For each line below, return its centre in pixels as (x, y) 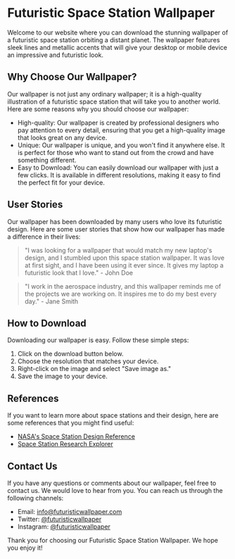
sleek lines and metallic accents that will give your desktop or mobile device (117, 47)
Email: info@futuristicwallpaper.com (70, 511)
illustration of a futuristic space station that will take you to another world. (114, 101)
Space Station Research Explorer (65, 444)
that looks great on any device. (62, 137)
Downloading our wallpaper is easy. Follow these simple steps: (98, 340)
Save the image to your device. (62, 376)
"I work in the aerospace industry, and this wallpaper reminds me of (123, 286)
